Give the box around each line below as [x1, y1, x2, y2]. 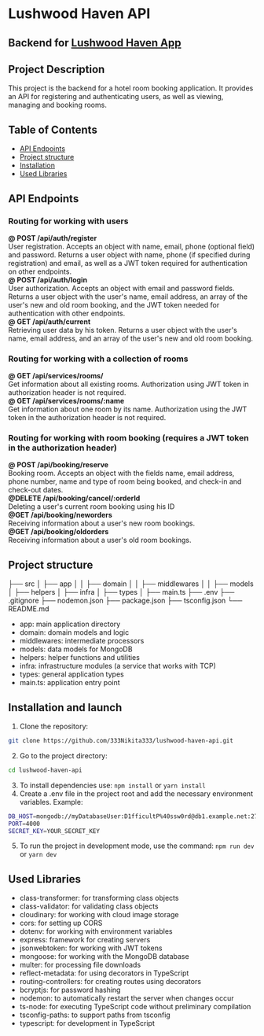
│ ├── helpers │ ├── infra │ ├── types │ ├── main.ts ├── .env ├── [8, 588, 235, 597]
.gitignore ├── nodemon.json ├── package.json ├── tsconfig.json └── [8, 595, 243, 606]
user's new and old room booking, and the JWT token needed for [8, 300, 220, 309]
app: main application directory [19, 619, 121, 629]
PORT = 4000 [8, 820, 41, 828]
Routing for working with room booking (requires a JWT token [8, 433, 249, 444]
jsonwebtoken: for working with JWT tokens [19, 943, 163, 953]
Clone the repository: [19, 721, 89, 732]
